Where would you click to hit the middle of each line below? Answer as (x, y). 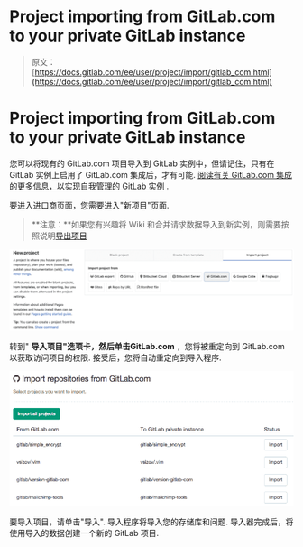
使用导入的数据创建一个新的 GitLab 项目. (84, 533)
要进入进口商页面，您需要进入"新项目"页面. (89, 205)
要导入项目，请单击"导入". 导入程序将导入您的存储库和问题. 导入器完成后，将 (151, 522)
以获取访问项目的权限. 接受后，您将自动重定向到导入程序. (116, 357)
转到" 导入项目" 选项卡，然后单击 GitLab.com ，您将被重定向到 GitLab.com (147, 347)
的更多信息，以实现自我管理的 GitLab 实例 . (89, 186)
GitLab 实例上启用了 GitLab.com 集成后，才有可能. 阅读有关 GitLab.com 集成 (151, 174)
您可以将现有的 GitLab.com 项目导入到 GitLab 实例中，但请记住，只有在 (142, 163)
